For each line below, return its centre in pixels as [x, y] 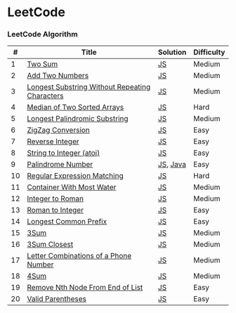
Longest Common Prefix [67, 222]
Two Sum [42, 64]
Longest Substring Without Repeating [89, 87]
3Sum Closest [50, 245]
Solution [172, 52]
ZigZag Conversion [58, 130]
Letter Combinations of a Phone [79, 256]
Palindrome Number [60, 165]
